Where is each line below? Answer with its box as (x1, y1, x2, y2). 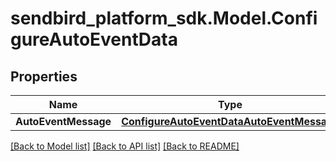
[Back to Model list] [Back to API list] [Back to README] (10, 140, 240, 152)
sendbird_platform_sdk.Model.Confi (10, 7, 318, 30)
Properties (10, 68, 78, 85)
